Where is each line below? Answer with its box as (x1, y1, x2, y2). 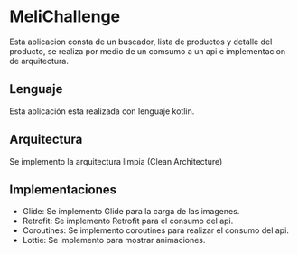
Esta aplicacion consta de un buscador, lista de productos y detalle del (9, 36, 273, 47)
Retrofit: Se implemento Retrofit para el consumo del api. (22, 215, 234, 227)
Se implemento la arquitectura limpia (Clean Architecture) (9, 155, 223, 166)
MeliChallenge (9, 6, 120, 27)
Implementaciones (9, 182, 117, 197)
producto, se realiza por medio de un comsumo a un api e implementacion (9, 45, 286, 56)
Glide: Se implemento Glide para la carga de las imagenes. (22, 206, 240, 217)
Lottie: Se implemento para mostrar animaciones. (22, 235, 206, 246)
